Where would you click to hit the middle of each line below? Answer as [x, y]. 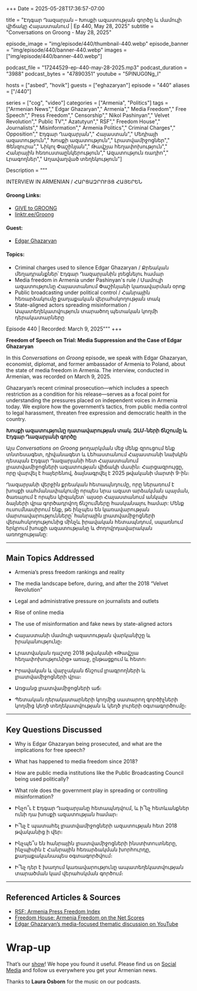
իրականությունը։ [38, 642]
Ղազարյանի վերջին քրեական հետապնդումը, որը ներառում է [90, 484]
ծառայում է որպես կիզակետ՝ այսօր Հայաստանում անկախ [87, 497]
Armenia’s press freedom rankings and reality [69, 572]
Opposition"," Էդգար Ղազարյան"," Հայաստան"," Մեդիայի [82, 134]
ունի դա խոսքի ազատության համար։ [66, 814]
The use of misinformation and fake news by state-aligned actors [94, 624]
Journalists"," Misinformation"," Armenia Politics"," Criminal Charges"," [91, 128]
